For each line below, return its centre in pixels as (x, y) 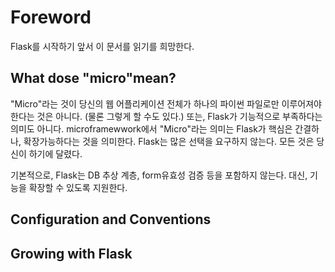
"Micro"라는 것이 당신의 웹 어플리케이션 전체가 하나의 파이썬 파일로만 (145, 103)
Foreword (51, 17)
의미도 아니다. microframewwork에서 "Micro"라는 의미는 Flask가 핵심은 (151, 128)
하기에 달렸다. (55, 153)
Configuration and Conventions (111, 219)
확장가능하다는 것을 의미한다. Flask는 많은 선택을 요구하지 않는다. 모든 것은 (169, 141)
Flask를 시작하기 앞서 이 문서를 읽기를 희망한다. (102, 46)
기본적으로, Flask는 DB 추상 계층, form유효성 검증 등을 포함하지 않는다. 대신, (159, 175)
